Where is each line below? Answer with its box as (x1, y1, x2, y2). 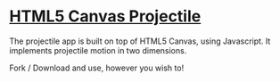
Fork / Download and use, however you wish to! (9, 62, 185, 73)
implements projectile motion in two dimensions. (9, 45, 187, 55)
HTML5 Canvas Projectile (9, 6, 202, 27)
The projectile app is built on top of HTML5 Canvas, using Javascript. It (9, 36, 271, 46)
